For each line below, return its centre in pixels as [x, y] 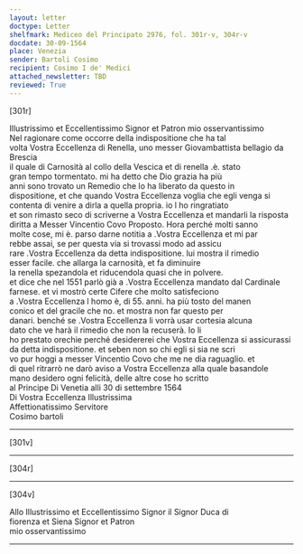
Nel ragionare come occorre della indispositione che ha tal [118, 137]
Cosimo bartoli [37, 416]
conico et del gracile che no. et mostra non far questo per [116, 310]
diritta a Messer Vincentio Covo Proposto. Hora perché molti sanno [134, 224]
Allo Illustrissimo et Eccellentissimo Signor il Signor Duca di [119, 512]
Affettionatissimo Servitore [59, 407]
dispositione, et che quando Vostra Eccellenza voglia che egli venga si [140, 195]
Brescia [23, 157]
